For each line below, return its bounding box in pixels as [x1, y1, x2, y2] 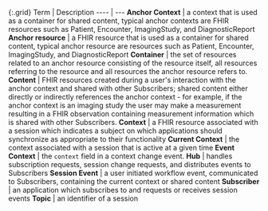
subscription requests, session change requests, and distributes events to [8, 160, 251, 169]
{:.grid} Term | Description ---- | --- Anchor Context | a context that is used [8, 8, 258, 17]
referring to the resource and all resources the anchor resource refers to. [8, 67, 248, 76]
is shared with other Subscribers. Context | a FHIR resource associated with [8, 118, 258, 127]
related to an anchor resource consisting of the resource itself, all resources [8, 58, 258, 68]
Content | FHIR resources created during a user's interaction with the [8, 76, 237, 84]
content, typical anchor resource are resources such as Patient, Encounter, [8, 41, 254, 51]
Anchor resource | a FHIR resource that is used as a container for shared [8, 33, 249, 42]
